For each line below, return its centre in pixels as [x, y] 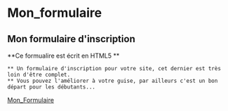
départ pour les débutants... [52, 87]
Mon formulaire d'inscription [71, 39]
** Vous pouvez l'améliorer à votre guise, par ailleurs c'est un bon [113, 81]
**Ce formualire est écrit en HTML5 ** [63, 55]
